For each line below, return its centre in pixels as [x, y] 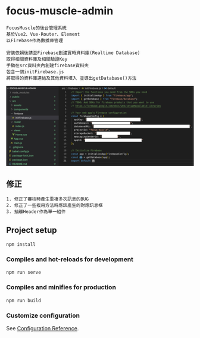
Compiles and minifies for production [61, 287]
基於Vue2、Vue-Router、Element [43, 34]
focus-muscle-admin [60, 11]
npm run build [24, 301]
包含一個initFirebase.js [35, 72]
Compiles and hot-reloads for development [70, 259]
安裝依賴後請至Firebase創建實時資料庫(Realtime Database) [73, 53]
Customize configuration [43, 315]
